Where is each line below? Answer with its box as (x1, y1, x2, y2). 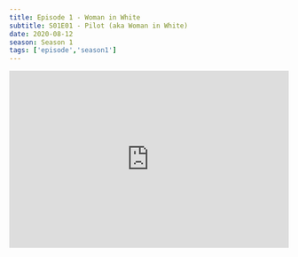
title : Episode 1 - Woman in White (9, 12, 141, 22)
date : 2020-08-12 (9, 29, 74, 38)
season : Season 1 (9, 37, 74, 47)
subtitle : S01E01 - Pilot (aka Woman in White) (9, 21, 189, 30)
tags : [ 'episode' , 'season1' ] (9, 46, 117, 55)
